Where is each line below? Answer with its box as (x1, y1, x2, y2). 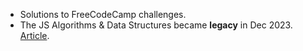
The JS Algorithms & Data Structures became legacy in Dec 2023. (19, 19, 293, 31)
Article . (19, 30, 50, 41)
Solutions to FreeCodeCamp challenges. (19, 9, 187, 20)
